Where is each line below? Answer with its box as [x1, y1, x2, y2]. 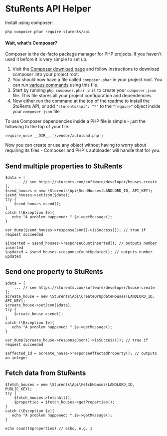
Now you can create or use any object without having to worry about [5, 142, 147, 148]
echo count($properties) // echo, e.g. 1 [5, 426, 93, 431]
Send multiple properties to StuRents [5, 162, 123, 170]
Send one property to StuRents [5, 267, 103, 276]
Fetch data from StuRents [5, 369, 86, 377]
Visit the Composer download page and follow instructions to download [12, 66, 160, 72]
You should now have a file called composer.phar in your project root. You [12, 77, 163, 83]
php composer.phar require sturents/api [5, 29, 91, 34]
